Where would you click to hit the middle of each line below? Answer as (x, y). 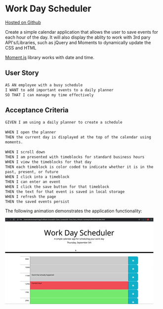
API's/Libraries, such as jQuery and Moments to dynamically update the (78, 42)
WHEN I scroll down (25, 152)
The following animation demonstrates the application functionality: (74, 211)
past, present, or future (32, 172)
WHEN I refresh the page (31, 196)
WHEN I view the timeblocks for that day (48, 162)
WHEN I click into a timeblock (37, 177)
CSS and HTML (21, 48)
